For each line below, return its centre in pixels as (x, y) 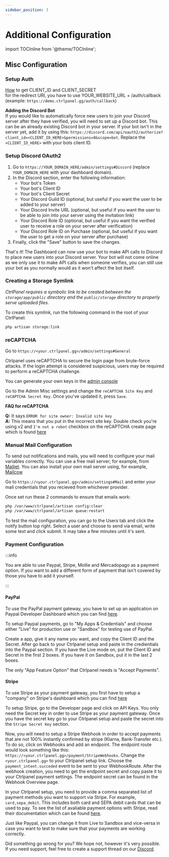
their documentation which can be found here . (53, 813)
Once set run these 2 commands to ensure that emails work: (68, 497)
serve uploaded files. (27, 302)
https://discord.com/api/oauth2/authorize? (117, 132)
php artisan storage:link (32, 327)
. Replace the (131, 137)
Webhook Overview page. (32, 782)
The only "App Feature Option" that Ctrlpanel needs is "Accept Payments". (82, 670)
